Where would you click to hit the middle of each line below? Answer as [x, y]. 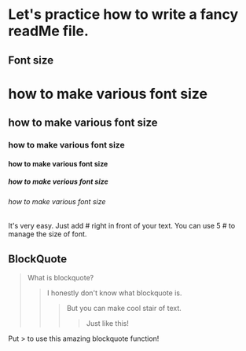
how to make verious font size [58, 181]
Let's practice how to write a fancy [123, 15]
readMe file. [48, 31]
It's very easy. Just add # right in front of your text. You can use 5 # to [122, 226]
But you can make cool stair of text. [124, 309]
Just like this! [108, 324]
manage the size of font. [48, 234]
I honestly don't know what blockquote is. [114, 293]
